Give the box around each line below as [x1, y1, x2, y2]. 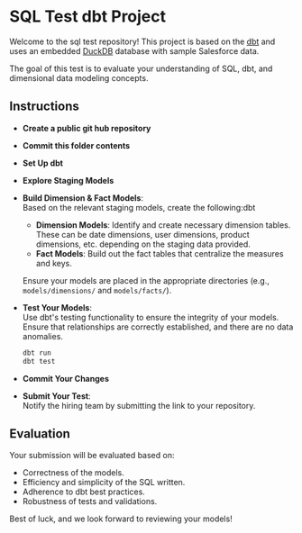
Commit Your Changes [22, 373, 110, 384]
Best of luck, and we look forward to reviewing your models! [9, 513, 233, 524]
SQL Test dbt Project [9, 6, 167, 27]
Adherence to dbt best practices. [22, 486, 146, 497]
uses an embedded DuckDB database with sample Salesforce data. [9, 45, 260, 56]
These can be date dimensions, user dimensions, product [35, 229, 250, 239]
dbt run [22, 348, 51, 357]
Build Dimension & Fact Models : [22, 192, 144, 203]
